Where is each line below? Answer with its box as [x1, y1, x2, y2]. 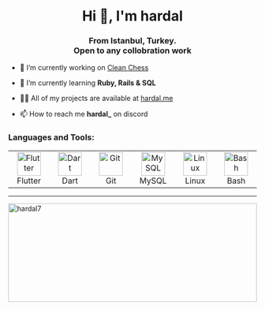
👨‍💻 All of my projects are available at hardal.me [19, 94, 174, 103]
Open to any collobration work [73, 45, 192, 56]
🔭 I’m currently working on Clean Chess [19, 63, 149, 73]
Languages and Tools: [8, 132, 95, 143]
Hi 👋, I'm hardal [81, 7, 184, 25]
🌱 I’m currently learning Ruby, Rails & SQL [19, 78, 156, 88]
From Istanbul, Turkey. [88, 35, 177, 47]
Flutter [17, 175, 41, 186]
